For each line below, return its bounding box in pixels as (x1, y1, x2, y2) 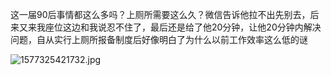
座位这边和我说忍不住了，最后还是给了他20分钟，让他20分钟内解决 (44, 21, 322, 33)
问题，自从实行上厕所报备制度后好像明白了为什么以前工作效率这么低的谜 (10, 34, 308, 45)
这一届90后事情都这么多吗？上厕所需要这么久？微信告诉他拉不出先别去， (10, 9, 311, 20)
